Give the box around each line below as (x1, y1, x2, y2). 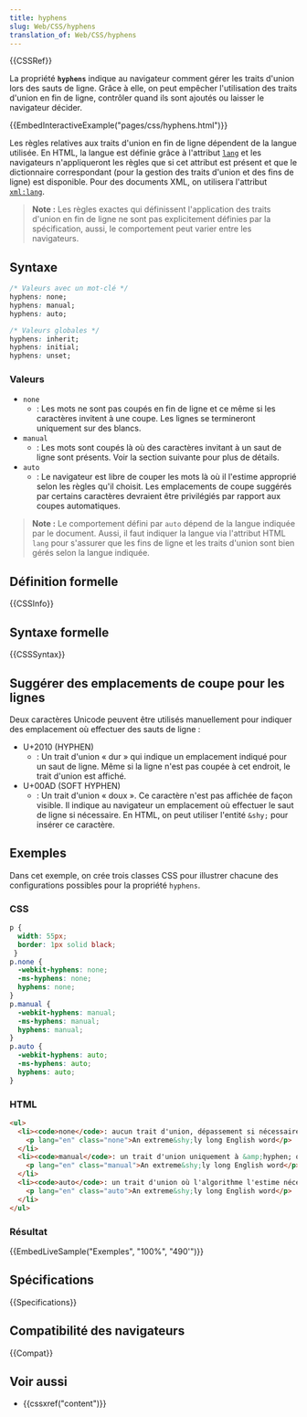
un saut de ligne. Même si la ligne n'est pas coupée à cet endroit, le (36, 761, 291, 772)
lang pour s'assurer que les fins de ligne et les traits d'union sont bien (31, 538, 295, 549)
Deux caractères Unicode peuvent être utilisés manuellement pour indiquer (9, 714, 292, 725)
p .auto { (9, 1042, 43, 1051)
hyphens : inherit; (9, 335, 79, 344)
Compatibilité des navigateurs (9, 1323, 185, 1339)
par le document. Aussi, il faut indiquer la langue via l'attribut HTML (31, 527, 286, 539)
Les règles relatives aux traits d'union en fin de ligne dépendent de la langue (9, 138, 297, 149)
